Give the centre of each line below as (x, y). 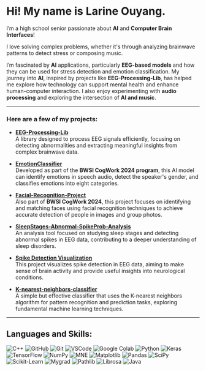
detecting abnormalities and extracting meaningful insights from (96, 146)
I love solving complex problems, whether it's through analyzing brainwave (101, 47)
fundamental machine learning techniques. (69, 309)
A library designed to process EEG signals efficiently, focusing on (98, 139)
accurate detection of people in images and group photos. (89, 215)
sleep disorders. (36, 246)
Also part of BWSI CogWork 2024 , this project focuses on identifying (103, 202)
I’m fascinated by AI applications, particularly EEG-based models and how (101, 65)
